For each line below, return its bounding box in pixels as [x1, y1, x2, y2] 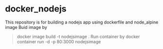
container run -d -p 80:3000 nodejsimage [17, 38, 101, 44]
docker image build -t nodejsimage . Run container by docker [17, 34, 140, 39]
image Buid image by [5, 24, 47, 30]
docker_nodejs [5, 3, 67, 14]
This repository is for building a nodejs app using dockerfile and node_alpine [5, 19, 159, 25]
